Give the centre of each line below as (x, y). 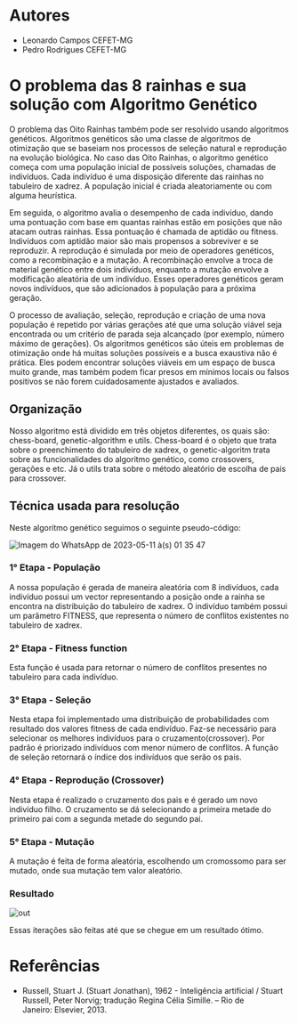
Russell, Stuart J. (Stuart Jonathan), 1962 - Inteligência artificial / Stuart (153, 991)
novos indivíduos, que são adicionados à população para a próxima (133, 288)
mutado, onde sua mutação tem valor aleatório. (96, 870)
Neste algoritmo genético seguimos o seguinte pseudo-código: (125, 527)
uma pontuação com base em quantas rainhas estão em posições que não (146, 222)
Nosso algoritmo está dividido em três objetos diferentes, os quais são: (139, 431)
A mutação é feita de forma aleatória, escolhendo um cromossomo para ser (148, 861)
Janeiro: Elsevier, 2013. (64, 1010)
